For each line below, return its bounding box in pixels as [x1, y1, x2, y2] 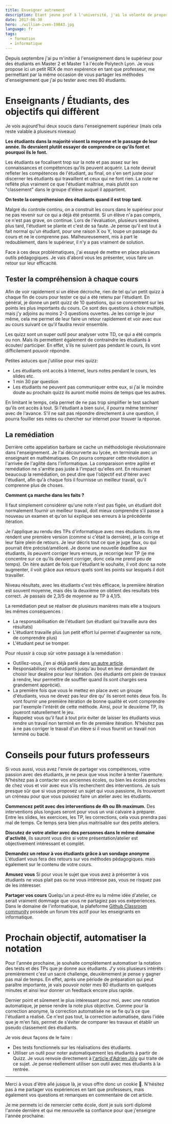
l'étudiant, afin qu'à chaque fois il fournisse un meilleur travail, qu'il [5, 477, 147, 483]
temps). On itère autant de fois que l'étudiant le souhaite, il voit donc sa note [5, 561, 166, 568]
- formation [10, 36, 36, 42]
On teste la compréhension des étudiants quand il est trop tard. [5, 196, 142, 202]
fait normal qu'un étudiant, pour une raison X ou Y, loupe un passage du [5, 228, 158, 234]
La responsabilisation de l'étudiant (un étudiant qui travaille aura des [12, 619, 157, 625]
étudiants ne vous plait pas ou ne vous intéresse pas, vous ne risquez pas [5, 877, 161, 883]
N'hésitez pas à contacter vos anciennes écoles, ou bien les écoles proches [5, 777, 166, 783]
